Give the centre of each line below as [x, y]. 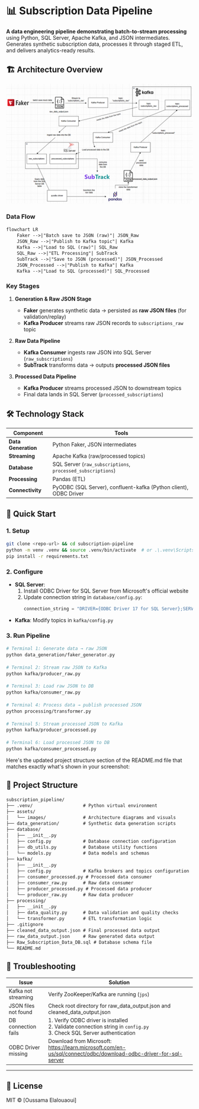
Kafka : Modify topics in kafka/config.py [64, 620]
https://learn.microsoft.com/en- [87, 1047]
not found [20, 1012]
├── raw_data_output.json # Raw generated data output [81, 936]
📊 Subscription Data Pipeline [79, 11]
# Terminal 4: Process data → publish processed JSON [74, 705]
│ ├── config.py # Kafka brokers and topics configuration [98, 871]
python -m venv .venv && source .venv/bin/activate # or [79, 550]
